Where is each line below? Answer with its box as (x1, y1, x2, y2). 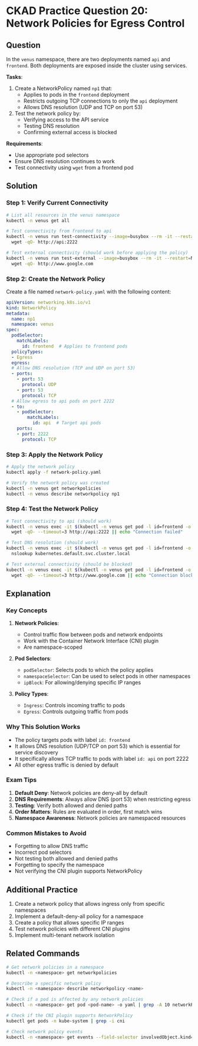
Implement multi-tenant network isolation (14, 931, 115, 938)
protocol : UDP (21, 382, 57, 388)
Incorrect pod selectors (14, 849, 72, 856)
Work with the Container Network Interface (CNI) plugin (23, 638, 159, 645)
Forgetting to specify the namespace (14, 862, 104, 869)
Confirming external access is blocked (23, 128, 117, 136)
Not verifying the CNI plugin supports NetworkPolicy (14, 867, 143, 875)
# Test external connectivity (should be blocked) (6, 561, 133, 567)
